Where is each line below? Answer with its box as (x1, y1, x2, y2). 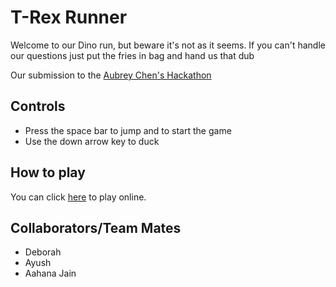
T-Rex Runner (10, 6, 128, 29)
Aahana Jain (24, 267, 77, 280)
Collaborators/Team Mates (10, 219, 182, 236)
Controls (10, 98, 66, 115)
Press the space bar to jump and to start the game (24, 124, 232, 136)
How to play (10, 164, 86, 181)
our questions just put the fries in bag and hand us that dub (10, 49, 255, 61)
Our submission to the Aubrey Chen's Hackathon (10, 69, 212, 81)
